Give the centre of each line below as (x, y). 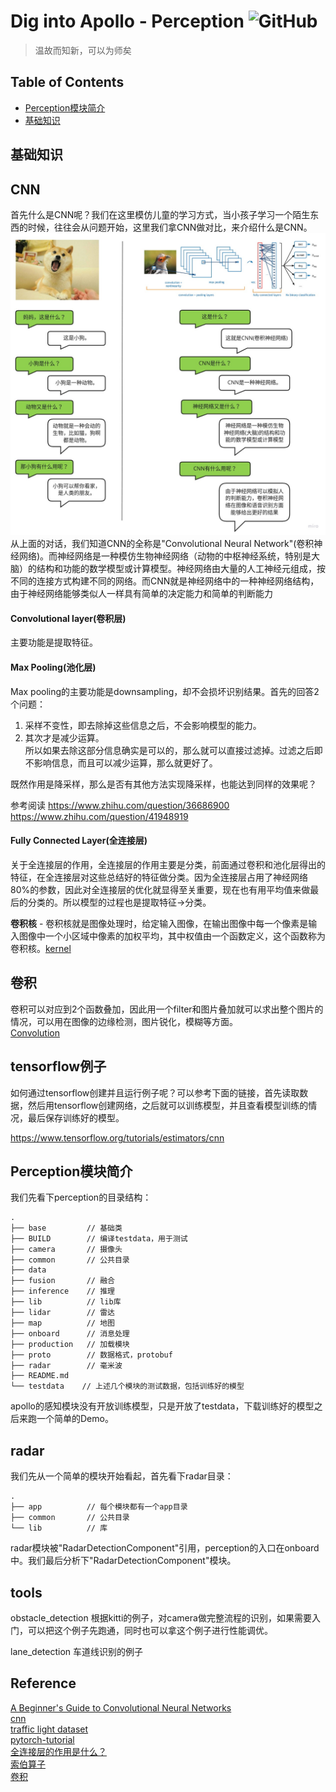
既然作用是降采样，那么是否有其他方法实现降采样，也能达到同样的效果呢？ (163, 784)
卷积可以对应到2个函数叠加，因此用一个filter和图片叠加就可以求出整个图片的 (167, 1009)
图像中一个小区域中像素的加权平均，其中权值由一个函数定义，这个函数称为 (172, 936)
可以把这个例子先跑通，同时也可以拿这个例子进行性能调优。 (150, 1630)
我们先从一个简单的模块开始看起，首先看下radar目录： (122, 1476)
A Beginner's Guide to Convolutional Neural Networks (121, 1707)
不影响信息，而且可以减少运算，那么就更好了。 (121, 762)
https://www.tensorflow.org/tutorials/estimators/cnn (117, 1137)
